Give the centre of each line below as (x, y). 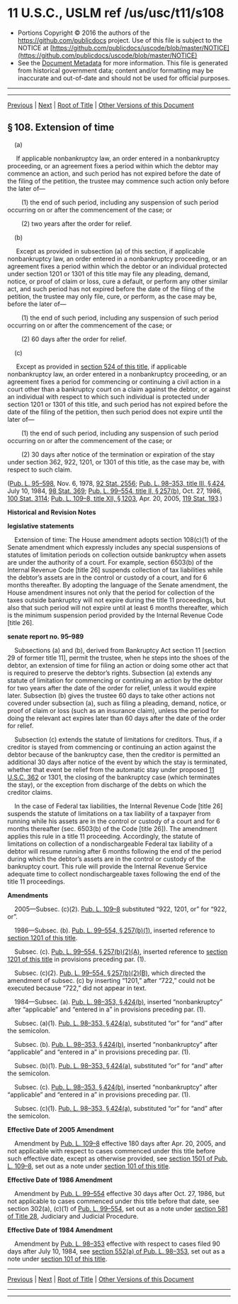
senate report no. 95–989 (46, 636)
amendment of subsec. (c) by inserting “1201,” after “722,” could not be (111, 980)
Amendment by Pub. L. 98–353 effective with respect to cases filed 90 (117, 1244)
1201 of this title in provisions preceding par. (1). (77, 959)
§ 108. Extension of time (61, 127)
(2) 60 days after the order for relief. (74, 339)
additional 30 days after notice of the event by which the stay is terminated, (118, 762)
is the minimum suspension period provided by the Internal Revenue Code (115, 615)
